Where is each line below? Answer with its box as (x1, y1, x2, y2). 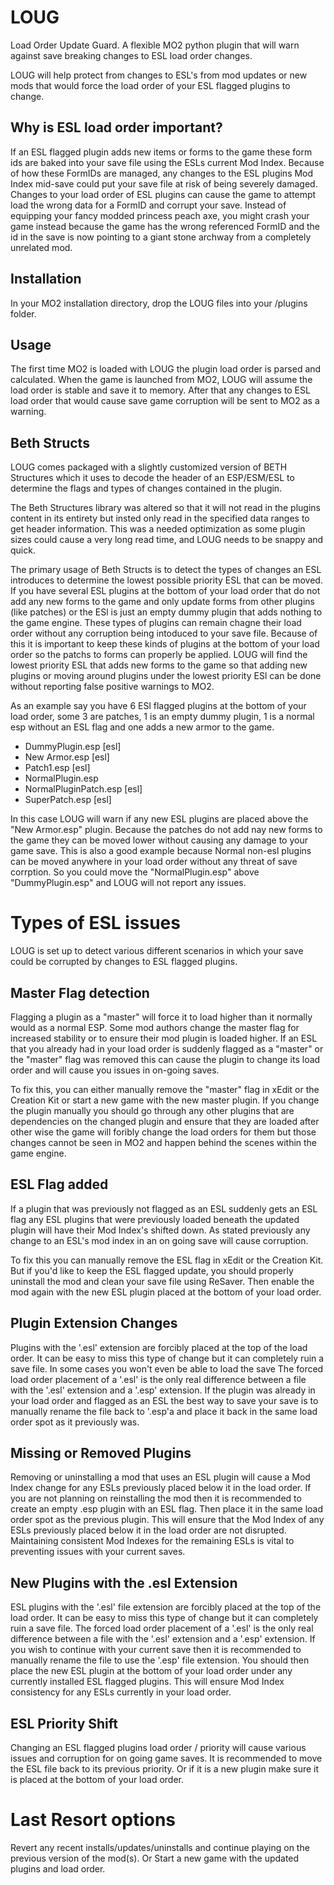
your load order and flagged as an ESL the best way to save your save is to (10, 1394, 319, 1406)
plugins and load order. (10, 1862, 106, 1875)
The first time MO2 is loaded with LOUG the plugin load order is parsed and (10, 363, 322, 375)
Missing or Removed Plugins (10, 1444, 192, 1461)
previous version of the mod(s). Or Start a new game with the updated (10, 1852, 300, 1864)
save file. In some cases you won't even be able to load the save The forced (10, 1362, 324, 1375)
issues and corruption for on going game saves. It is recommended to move (10, 1752, 323, 1764)
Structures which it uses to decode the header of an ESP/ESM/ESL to (10, 472, 295, 484)
